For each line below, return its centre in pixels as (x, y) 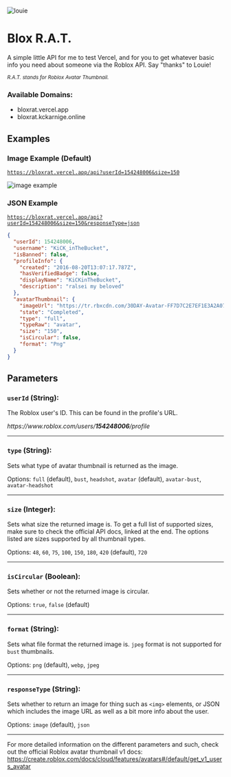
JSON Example (33, 203)
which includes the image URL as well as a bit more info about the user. (108, 711)
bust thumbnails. (31, 651)
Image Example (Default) (49, 158)
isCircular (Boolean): (44, 576)
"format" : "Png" (43, 344)
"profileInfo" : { (38, 261)
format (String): (33, 629)
